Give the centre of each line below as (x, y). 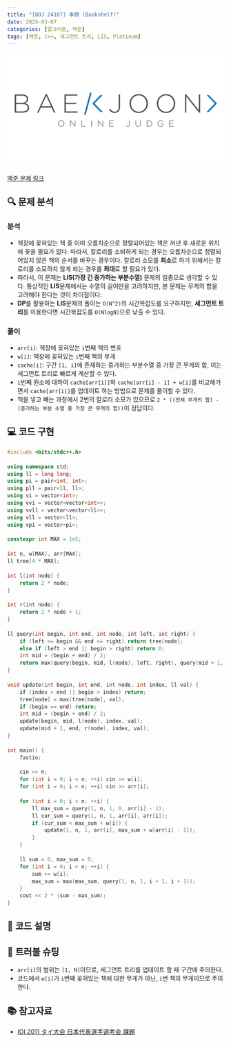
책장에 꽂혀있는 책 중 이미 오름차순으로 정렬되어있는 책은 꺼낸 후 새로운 (112, 243)
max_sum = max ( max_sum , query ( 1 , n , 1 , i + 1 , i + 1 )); (114, 881)
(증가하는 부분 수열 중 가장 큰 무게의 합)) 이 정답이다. (86, 408)
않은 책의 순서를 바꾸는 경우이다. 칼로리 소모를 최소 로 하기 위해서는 (125, 260)
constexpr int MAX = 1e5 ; (44, 539)
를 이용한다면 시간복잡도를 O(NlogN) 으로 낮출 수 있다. (94, 312)
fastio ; (30, 758)
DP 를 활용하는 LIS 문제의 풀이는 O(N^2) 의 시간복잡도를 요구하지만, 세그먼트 (117, 303)
